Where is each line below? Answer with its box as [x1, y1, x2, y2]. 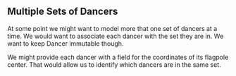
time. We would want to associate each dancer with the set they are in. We [7, 32, 224, 40]
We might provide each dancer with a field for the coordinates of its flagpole [7, 53, 229, 61]
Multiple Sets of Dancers [7, 6, 118, 18]
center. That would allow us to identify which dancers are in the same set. [7, 60, 221, 69]
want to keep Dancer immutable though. [7, 39, 124, 48]
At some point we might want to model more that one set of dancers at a [7, 24, 218, 32]
